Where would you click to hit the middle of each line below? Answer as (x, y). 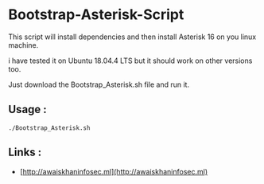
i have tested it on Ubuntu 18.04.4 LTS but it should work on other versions (130, 61)
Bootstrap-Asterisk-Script (96, 15)
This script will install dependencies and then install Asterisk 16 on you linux (132, 37)
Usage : (28, 110)
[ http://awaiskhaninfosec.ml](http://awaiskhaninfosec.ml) (114, 171)
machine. (23, 45)
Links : (25, 153)
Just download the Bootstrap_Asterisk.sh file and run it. (99, 84)
